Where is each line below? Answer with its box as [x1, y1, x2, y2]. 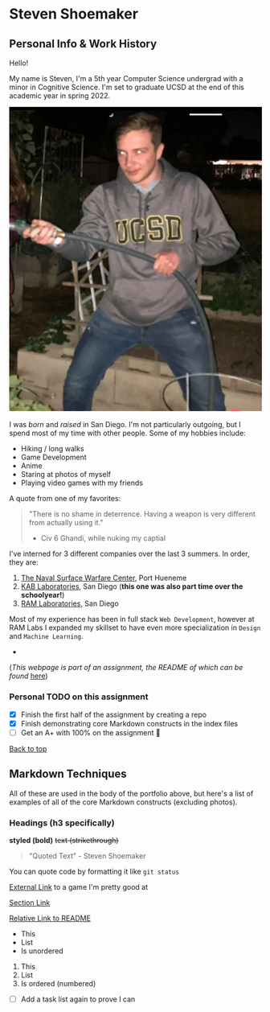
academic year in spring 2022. [9, 91, 111, 101]
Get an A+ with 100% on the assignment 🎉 [20, 727, 161, 737]
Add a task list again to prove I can [20, 994, 136, 1004]
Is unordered [20, 946, 63, 956]
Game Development [20, 452, 87, 463]
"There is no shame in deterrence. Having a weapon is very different [28, 509, 256, 519]
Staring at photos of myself [20, 470, 112, 479]
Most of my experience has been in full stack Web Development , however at [9, 615, 256, 624]
